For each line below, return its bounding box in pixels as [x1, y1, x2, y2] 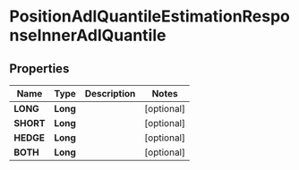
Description [84, 88, 136, 99]
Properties [9, 61, 70, 76]
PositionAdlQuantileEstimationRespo [9, 6, 291, 27]
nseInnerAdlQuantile [9, 25, 167, 46]
